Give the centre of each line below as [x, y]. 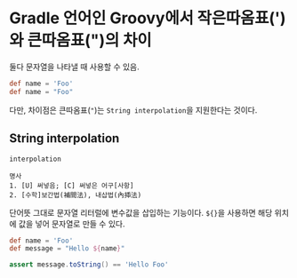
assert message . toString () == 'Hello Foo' [89, 265]
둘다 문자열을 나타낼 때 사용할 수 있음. [74, 67]
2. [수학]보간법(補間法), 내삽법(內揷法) [76, 195]
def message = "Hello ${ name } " [67, 249]
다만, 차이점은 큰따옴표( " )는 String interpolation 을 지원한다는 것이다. [133, 110]
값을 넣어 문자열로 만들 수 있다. [72, 224]
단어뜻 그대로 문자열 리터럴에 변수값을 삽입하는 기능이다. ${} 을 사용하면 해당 [141, 212]
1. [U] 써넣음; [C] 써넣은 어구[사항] [72, 186]
